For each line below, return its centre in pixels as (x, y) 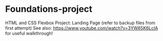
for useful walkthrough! (29, 33)
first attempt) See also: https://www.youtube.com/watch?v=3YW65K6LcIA (82, 28)
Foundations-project (49, 9)
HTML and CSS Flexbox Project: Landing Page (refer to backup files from (80, 23)
